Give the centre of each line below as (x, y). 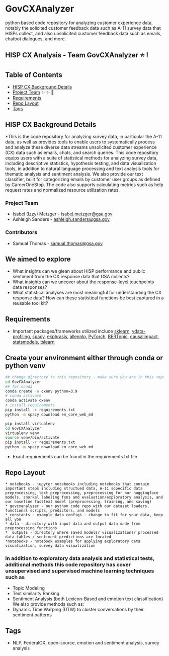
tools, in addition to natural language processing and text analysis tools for (82, 169)
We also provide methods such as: (48, 604)
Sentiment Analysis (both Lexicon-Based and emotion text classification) (88, 599)
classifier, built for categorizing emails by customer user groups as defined (83, 179)
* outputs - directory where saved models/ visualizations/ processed (82, 532)
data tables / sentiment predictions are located (58, 537)
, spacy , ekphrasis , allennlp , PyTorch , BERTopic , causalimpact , (95, 337)
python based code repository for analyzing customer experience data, (79, 23)
